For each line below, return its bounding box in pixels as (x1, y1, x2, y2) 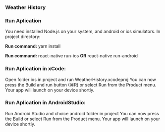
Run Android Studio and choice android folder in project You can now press (5, 110, 160, 116)
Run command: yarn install (5, 44, 61, 49)
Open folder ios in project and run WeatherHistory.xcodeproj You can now (5, 76, 156, 83)
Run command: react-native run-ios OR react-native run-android (5, 53, 138, 59)
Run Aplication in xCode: (5, 65, 66, 72)
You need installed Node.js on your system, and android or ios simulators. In (5, 29, 161, 35)
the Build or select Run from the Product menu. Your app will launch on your (5, 116, 160, 122)
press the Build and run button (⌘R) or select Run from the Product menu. (5, 82, 157, 88)
